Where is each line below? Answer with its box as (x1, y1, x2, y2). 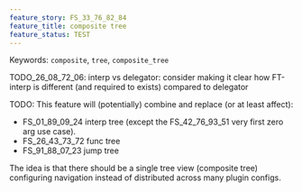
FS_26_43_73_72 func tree (22, 136, 121, 147)
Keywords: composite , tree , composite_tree (9, 55, 169, 66)
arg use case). (22, 126, 77, 137)
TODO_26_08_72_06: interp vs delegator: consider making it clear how (9, 72, 270, 83)
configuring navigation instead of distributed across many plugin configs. (9, 172, 281, 183)
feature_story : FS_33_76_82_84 (9, 13, 127, 23)
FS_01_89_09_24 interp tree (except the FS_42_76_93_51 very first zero (22, 116, 284, 127)
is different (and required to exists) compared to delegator (32, 82, 249, 93)
